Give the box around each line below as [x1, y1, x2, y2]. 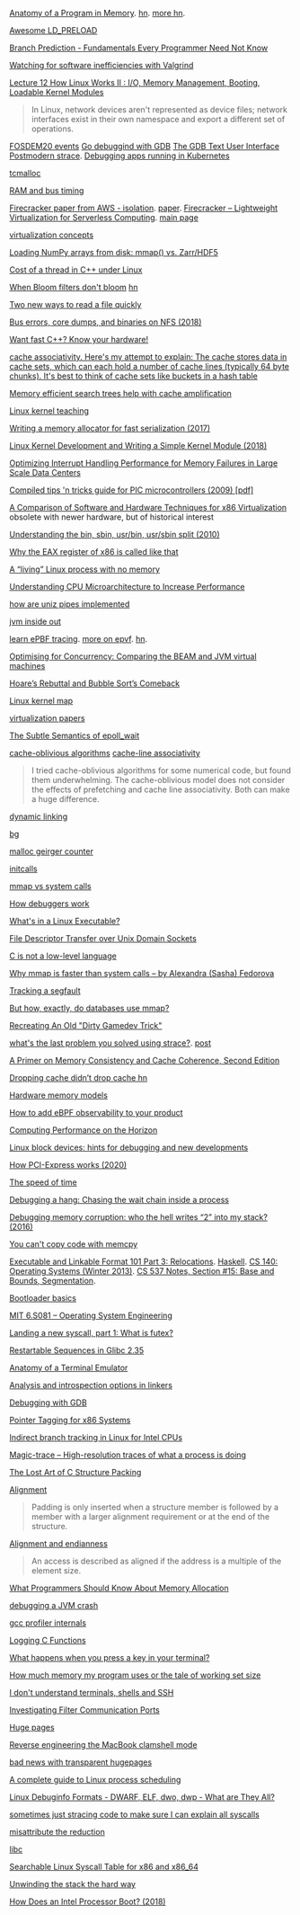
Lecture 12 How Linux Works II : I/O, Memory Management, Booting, [9, 77, 260, 88]
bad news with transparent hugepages [9, 1757, 153, 1768]
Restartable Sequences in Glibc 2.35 [9, 1345, 145, 1356]
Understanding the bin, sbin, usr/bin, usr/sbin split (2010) [9, 530, 220, 539]
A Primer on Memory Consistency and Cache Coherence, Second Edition [9, 1055, 280, 1065]
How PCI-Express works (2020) [9, 1160, 128, 1170]
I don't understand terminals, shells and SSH [9, 1688, 174, 1697]
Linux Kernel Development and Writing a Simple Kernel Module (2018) [9, 441, 268, 450]
